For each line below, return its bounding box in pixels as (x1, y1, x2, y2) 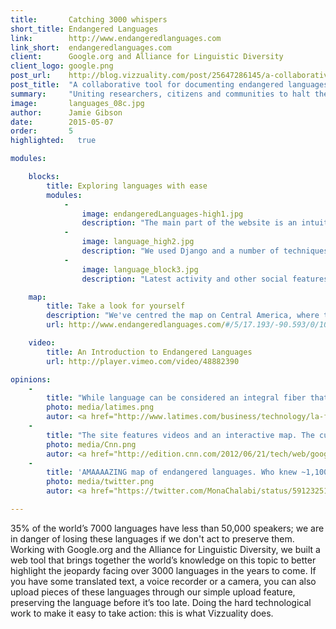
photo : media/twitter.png (46, 477, 155, 487)
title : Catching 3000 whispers (10, 14, 168, 25)
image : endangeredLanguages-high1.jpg (81, 209, 244, 219)
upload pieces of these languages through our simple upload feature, (10, 586, 296, 598)
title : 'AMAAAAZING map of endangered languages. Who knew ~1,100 (46, 467, 329, 478)
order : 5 (10, 126, 74, 136)
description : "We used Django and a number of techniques (81, 246, 329, 256)
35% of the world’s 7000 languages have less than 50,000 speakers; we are (10, 522, 325, 534)
